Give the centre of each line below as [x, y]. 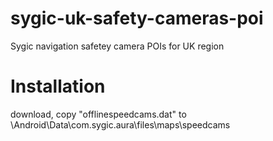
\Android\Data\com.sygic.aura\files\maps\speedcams [120, 124]
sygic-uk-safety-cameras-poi [137, 18]
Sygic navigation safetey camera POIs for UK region [117, 46]
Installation [58, 86]
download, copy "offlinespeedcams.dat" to [98, 114]
